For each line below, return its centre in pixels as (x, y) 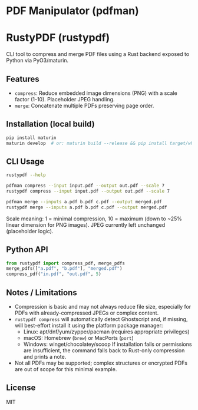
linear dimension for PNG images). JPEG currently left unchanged (86, 224)
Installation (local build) (51, 124)
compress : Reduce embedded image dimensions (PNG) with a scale (96, 93)
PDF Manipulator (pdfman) (73, 11)
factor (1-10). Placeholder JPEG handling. (65, 99)
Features (23, 79)
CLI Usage (25, 161)
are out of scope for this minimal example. (66, 369)
